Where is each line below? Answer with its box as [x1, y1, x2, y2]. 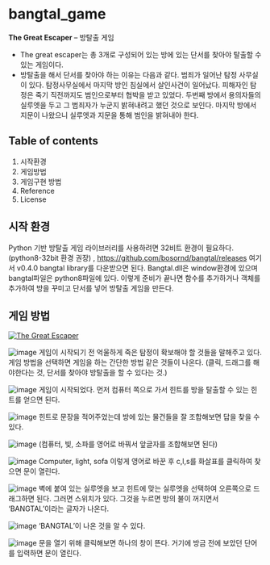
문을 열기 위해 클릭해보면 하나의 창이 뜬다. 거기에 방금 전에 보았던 [39, 538, 243, 548]
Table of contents [8, 134, 98, 148]
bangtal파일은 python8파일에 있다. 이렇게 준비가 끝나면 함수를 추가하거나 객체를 [8, 273, 261, 282]
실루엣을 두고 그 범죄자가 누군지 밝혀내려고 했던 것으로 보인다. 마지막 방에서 [19, 100, 257, 110]
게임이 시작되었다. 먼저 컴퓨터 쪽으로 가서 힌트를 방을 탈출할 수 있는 [39, 385, 250, 395]
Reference [19, 186, 55, 195]
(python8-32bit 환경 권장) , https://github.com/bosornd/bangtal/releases [8, 253, 247, 262]
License [19, 195, 47, 204]
